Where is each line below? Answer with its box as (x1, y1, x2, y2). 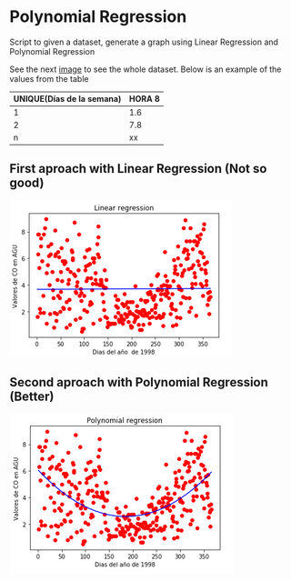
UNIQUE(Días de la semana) (13, 94, 122, 105)
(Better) (9, 388, 55, 404)
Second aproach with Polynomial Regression (9, 375, 268, 390)
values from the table (9, 73, 89, 84)
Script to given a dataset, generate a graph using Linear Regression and (9, 36, 279, 47)
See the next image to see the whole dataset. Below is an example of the (9, 64, 282, 75)
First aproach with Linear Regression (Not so (9, 161, 267, 176)
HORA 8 (128, 94, 161, 105)
